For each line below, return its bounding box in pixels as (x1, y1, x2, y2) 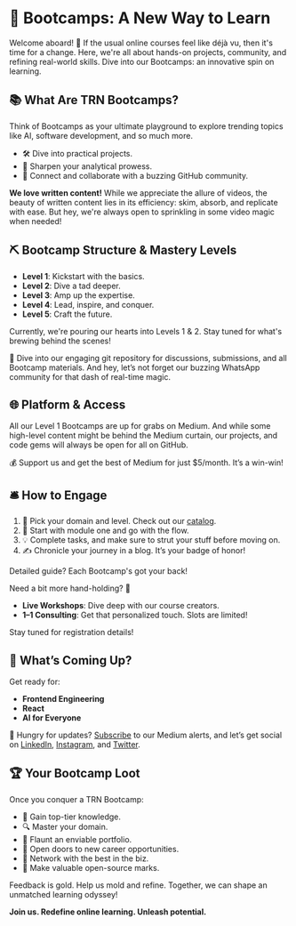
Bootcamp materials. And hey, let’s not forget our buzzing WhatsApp (9, 362, 260, 373)
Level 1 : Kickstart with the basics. (21, 270, 145, 281)
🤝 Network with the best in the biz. (21, 853, 149, 864)
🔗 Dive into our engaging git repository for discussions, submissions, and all (9, 352, 287, 363)
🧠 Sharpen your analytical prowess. (21, 160, 153, 172)
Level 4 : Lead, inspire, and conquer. (21, 299, 155, 310)
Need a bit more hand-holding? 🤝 (9, 583, 132, 594)
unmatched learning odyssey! (9, 889, 118, 899)
